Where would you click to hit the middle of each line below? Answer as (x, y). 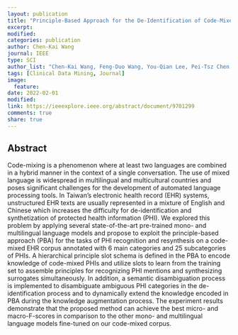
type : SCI (22, 60)
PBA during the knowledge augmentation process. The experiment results (115, 301)
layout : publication (38, 14)
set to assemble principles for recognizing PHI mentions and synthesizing (115, 271)
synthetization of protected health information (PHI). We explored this (109, 218)
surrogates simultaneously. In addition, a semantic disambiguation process (116, 278)
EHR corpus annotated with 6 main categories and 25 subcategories (126, 248)
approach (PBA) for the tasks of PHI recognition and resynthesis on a (108, 241)
